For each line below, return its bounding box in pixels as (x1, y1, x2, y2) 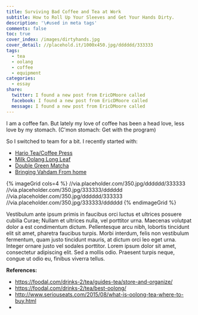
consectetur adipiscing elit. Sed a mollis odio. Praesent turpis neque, (6, 249, 175, 256)
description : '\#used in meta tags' (6, 20, 97, 26)
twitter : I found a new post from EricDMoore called (11, 92, 146, 98)
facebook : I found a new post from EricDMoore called (11, 97, 148, 103)
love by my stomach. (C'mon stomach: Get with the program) (6, 126, 156, 133)
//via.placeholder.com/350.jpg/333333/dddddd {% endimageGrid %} (6, 198, 177, 206)
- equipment (11, 70, 42, 76)
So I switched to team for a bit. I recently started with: (6, 137, 138, 145)
